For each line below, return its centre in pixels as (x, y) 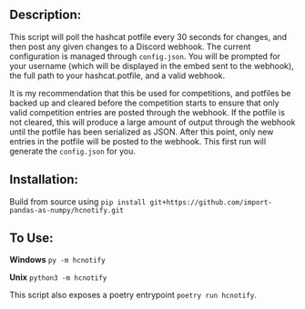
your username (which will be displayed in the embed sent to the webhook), (152, 65)
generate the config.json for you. (73, 151)
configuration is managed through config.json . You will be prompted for (145, 56)
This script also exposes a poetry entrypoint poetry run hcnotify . (133, 295)
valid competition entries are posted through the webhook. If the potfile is (147, 112)
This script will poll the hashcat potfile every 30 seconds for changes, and (148, 36)
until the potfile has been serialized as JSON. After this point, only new (142, 132)
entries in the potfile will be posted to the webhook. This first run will (138, 141)
